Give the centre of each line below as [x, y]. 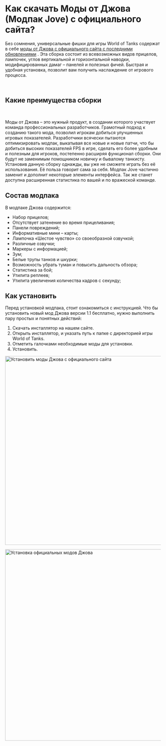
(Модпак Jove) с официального [73, 19]
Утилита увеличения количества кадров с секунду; [66, 280]
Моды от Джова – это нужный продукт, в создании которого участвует [80, 122]
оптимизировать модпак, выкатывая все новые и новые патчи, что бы [80, 143]
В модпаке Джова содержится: [38, 207]
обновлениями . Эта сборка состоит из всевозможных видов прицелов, [82, 54]
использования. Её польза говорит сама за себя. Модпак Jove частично [82, 169]
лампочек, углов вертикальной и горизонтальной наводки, [67, 59]
